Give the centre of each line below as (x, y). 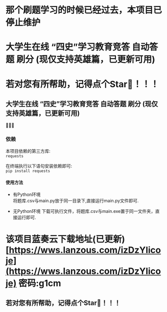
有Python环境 (27, 194)
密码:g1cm (40, 283)
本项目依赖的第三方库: (28, 151)
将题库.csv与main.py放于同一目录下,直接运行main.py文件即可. (76, 200)
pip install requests (28, 171)
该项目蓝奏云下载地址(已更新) (65, 239)
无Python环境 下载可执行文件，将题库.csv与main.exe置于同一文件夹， (84, 211)
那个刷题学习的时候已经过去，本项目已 (84, 10)
